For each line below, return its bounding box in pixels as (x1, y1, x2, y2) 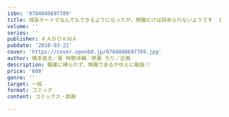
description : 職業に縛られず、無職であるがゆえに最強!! (7, 61, 151, 68)
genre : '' (7, 74, 36, 81)
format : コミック (7, 87, 53, 94)
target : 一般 (7, 81, 43, 87)
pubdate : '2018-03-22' (7, 42, 72, 49)
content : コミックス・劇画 (7, 94, 77, 100)
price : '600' (7, 67, 45, 74)
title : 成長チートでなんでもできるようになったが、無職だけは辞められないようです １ (7, 17, 223, 23)
